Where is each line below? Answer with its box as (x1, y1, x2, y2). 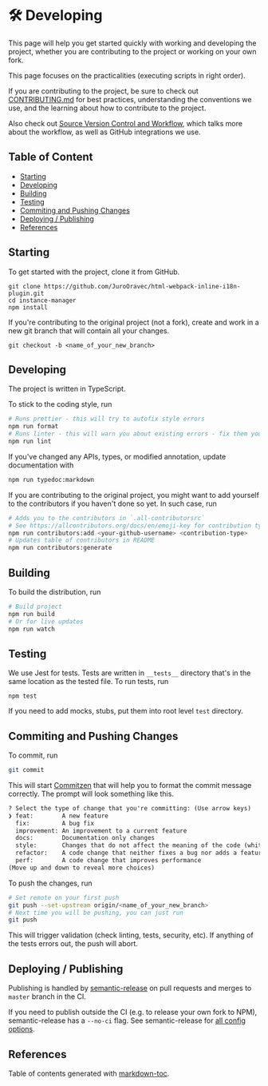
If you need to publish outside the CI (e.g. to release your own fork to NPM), (8, 1008, 258, 1017)
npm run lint (8, 437, 52, 445)
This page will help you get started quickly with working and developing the (8, 38, 257, 48)
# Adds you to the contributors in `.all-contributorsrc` (8, 514, 205, 522)
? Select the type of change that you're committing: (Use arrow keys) (8, 804, 251, 812)
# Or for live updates (8, 617, 84, 626)
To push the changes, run (8, 878, 93, 888)
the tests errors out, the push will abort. (8, 939, 138, 949)
